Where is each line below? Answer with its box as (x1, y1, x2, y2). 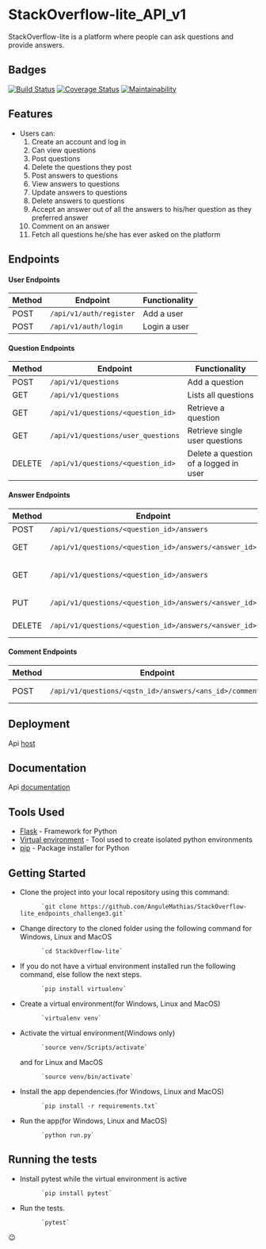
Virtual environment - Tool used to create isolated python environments (19, 835, 253, 844)
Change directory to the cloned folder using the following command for (19, 924, 252, 933)
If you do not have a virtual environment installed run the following (19, 962, 236, 971)
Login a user (142, 321, 189, 332)
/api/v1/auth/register (50, 309, 136, 318)
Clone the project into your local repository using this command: (19, 887, 230, 897)
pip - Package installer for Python (19, 844, 130, 853)
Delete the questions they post (31, 162, 132, 171)
